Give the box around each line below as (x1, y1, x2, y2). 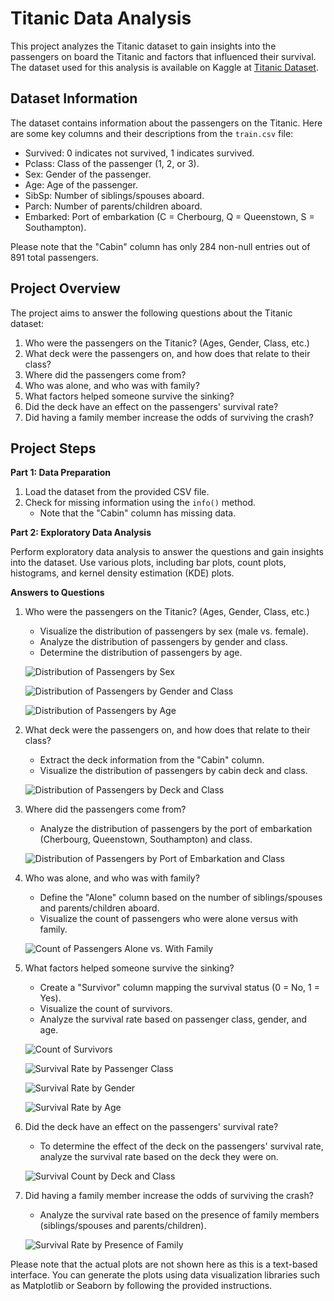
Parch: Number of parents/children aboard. (24, 200, 203, 212)
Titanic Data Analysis (10, 7, 192, 30)
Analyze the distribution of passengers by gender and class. (39, 636, 288, 648)
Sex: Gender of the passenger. (24, 168, 152, 180)
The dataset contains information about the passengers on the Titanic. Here (10, 117, 323, 129)
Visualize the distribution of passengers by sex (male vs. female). (39, 625, 309, 637)
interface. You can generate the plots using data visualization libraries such (10, 1269, 321, 1281)
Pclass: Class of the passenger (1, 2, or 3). (24, 157, 200, 169)
